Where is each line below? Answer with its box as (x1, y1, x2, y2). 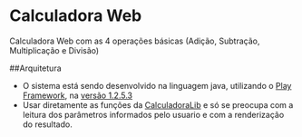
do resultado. (22, 119, 73, 130)
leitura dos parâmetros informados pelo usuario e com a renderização (22, 109, 285, 120)
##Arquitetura (9, 63, 62, 73)
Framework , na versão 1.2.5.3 (22, 90, 133, 101)
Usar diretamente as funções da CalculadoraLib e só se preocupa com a (22, 99, 294, 110)
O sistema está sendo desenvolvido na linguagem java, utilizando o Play (22, 80, 292, 91)
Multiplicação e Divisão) (9, 44, 100, 55)
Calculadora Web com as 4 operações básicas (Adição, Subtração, (9, 35, 260, 46)
